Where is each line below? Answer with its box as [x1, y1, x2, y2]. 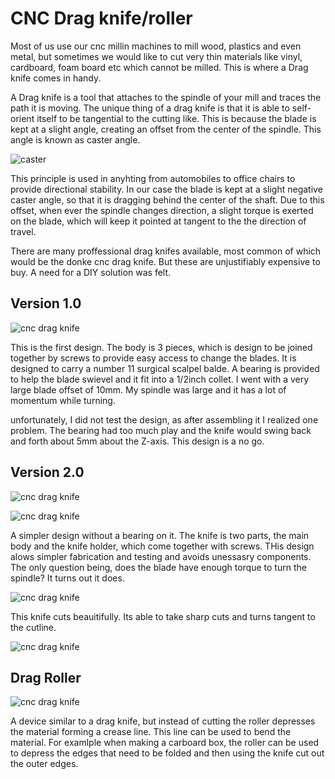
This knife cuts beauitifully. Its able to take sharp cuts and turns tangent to [10, 610, 316, 622]
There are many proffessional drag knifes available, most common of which [10, 245, 322, 257]
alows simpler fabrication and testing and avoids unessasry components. [10, 550, 312, 562]
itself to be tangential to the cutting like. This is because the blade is [36, 112, 317, 124]
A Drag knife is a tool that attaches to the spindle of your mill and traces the [10, 91, 322, 103]
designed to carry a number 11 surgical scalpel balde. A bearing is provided [10, 362, 320, 374]
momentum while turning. [10, 394, 116, 406]
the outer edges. [10, 758, 79, 770]
